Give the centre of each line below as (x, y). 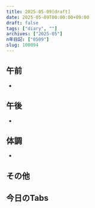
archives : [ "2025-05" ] (34, 34)
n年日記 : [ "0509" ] (28, 39)
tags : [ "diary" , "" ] (32, 28)
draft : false (22, 23)
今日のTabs (27, 198)
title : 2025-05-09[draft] (38, 12)
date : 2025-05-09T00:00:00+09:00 (48, 17)
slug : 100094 (22, 45)
